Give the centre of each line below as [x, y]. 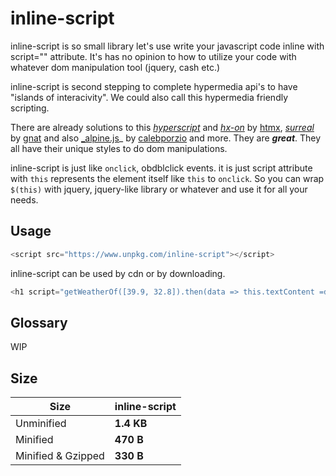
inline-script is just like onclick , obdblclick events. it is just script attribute [161, 168]
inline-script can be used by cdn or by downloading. [118, 273]
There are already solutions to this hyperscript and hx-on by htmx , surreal [162, 127]
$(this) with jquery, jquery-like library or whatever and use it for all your [159, 189]
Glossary [39, 322]
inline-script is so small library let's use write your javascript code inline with [167, 46]
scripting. [30, 108]
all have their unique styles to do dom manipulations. [119, 148]
